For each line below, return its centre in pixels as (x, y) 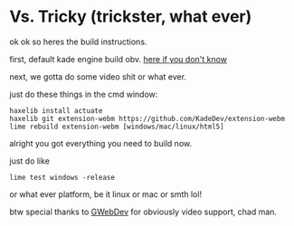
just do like (29, 161)
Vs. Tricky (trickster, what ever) (131, 17)
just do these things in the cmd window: (84, 94)
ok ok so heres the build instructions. (78, 42)
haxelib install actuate (56, 110)
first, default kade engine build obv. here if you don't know (119, 59)
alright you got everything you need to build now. (101, 143)
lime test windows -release (62, 177)
